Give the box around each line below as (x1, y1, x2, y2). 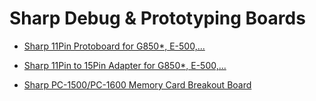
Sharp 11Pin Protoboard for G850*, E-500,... (23, 40, 206, 52)
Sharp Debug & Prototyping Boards (9, 7, 306, 30)
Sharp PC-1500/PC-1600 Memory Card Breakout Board (23, 78, 252, 91)
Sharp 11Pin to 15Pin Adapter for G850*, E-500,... (23, 59, 227, 71)
